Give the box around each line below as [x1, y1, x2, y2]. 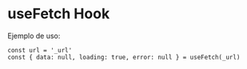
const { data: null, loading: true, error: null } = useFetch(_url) [7, 53, 241, 61]
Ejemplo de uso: [7, 31, 61, 40]
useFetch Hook [7, 5, 110, 23]
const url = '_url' [7, 46, 73, 54]
